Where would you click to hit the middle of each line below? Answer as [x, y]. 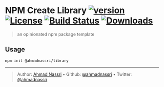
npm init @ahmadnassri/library [37, 61]
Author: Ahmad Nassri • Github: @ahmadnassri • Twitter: [74, 74]
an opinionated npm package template [56, 34]
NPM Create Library [46, 10]
